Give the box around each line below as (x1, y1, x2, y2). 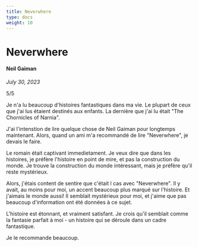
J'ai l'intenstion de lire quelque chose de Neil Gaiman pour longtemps (6, 125, 176, 132)
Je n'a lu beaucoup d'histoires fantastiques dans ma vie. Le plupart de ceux (6, 101, 191, 108)
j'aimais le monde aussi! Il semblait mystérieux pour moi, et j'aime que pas (6, 192, 187, 199)
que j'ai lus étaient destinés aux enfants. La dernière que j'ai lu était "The (6, 107, 184, 114)
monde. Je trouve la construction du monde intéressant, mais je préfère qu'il (6, 162, 192, 169)
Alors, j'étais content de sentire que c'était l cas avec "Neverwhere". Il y (6, 179, 181, 187)
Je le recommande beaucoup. (6, 234, 79, 241)
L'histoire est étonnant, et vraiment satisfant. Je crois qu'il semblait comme (6, 210, 189, 217)
